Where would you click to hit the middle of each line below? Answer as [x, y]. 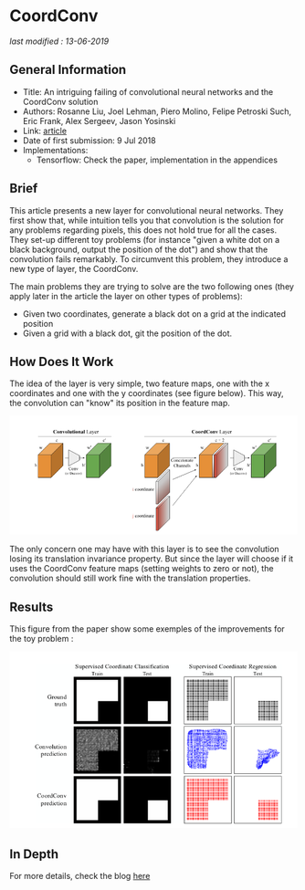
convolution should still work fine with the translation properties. [130, 578]
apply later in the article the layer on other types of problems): [126, 296]
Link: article [44, 131]
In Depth [34, 854]
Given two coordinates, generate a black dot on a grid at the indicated [154, 314]
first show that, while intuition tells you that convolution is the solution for [147, 220]
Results [32, 607]
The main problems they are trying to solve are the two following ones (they [152, 286]
